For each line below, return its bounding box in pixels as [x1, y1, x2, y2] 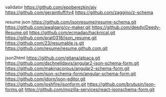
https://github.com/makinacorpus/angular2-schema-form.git [5, 65, 130, 71]
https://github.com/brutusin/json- [87, 81, 156, 87]
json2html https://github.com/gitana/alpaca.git [5, 55, 100, 61]
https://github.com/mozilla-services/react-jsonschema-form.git [24, 87, 155, 92]
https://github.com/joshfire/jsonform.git [5, 81, 86, 87]
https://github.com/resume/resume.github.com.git [5, 46, 108, 51]
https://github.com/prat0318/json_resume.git [5, 35, 97, 41]
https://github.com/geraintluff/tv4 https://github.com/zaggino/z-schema [5, 9, 153, 15]
